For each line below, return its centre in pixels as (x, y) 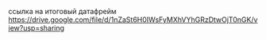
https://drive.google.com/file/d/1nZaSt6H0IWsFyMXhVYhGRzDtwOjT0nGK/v (133, 20)
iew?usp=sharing (37, 28)
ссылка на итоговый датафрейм (62, 11)
